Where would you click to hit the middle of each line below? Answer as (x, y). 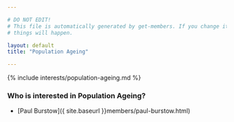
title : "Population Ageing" (48, 52)
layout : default (31, 45)
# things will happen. (40, 33)
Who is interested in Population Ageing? (77, 96)
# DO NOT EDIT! (29, 20)
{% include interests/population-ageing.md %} (74, 78)
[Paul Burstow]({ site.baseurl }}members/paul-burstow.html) (104, 111)
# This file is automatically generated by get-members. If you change (113, 26)
